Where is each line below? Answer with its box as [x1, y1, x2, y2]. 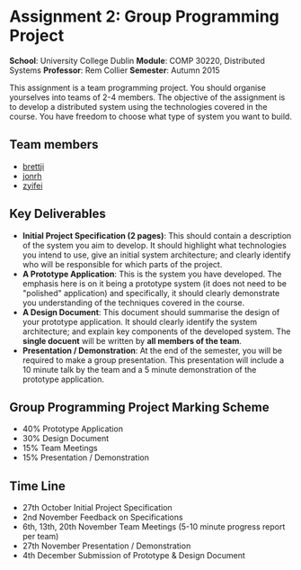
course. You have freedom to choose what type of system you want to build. [9, 111, 292, 122]
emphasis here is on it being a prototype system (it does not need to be [22, 277, 288, 289]
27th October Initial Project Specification [22, 502, 173, 513]
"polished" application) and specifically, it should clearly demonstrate [22, 287, 280, 298]
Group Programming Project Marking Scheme [9, 399, 270, 415]
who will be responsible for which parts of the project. [22, 258, 223, 269]
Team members [9, 137, 99, 152]
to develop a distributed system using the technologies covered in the [9, 101, 268, 112]
